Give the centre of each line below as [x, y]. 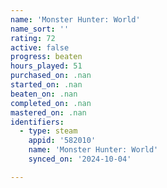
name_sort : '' [40, 29]
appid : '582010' [62, 141]
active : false [40, 47]
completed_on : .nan [51, 103]
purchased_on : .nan [51, 76]
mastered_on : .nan [48, 112]
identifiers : [37, 122]
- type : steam [48, 131]
